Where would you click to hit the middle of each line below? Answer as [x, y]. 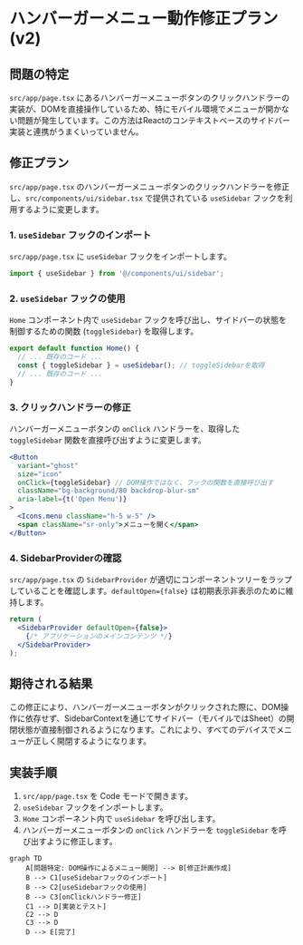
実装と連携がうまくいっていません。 [76, 132]
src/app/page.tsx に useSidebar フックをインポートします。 [121, 257]
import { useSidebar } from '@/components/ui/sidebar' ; [117, 274]
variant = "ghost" [48, 465]
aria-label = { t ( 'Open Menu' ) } [72, 500]
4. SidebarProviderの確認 [66, 558]
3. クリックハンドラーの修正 [70, 407]
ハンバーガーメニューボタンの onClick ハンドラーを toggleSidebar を [151, 830]
